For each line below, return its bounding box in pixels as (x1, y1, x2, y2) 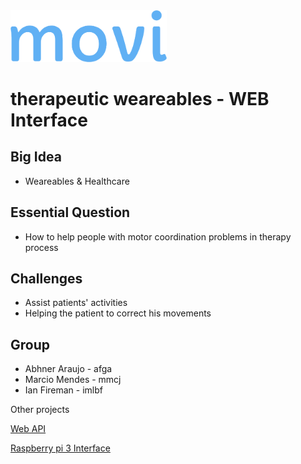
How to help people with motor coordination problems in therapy (24, 230, 292, 243)
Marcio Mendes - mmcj (24, 374, 122, 386)
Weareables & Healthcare (24, 175, 130, 187)
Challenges (10, 270, 83, 288)
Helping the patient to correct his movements (24, 307, 212, 319)
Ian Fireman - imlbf (24, 384, 103, 396)
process (24, 241, 59, 253)
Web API (10, 423, 47, 435)
